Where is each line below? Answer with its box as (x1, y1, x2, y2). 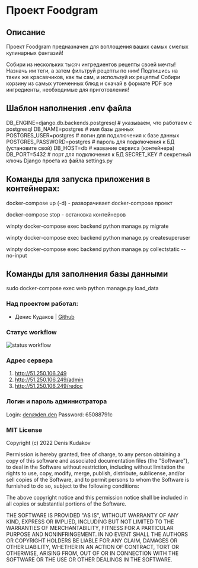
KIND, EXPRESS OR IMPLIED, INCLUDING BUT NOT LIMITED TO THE (6, 518, 174, 525)
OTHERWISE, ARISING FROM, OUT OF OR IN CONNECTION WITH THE (6, 550, 179, 557)
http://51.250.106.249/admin (14, 376, 84, 384)
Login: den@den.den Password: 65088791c (6, 411, 113, 418)
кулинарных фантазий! (6, 49, 63, 57)
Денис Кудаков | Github (14, 313, 75, 320)
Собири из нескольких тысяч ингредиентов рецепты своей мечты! (6, 61, 176, 68)
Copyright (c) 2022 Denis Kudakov (6, 439, 91, 446)
